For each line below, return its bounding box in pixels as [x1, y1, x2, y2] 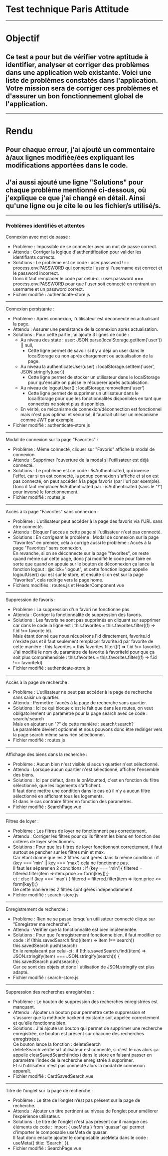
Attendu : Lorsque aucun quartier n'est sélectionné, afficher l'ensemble [12, 766, 160, 773]
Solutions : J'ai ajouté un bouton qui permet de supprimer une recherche [12, 1025, 163, 1031]
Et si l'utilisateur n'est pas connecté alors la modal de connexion [12, 1062, 145, 1068]
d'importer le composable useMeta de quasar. [12, 1129, 108, 1135]
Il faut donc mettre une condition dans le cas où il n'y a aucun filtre [12, 788, 151, 794]
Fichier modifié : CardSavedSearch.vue [12, 1073, 94, 1079]
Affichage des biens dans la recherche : [5, 751, 88, 757]
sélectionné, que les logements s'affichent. [12, 782, 102, 788]
